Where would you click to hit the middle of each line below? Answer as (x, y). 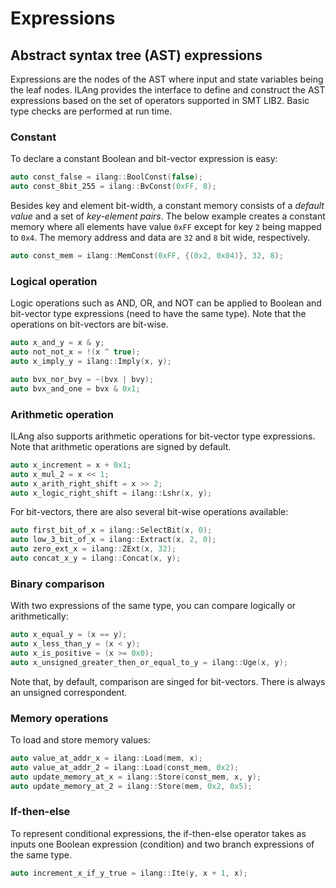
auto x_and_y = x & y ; (57, 343)
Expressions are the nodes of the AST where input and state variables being (167, 79)
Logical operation (54, 281)
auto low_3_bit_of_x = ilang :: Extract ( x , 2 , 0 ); (113, 540)
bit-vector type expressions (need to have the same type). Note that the (158, 314)
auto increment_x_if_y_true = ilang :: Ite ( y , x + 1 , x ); (129, 873)
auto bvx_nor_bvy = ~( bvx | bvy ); (82, 379)
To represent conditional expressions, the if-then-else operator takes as (158, 833)
